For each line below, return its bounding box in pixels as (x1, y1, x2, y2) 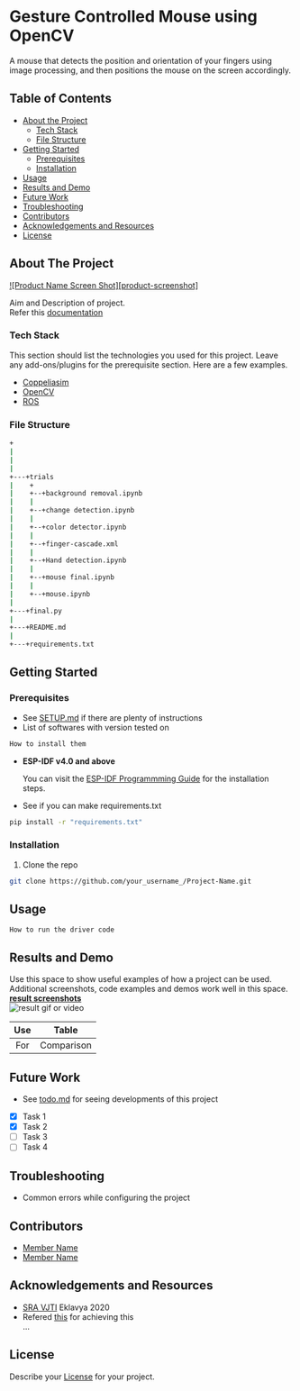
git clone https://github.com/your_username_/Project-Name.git (9, 877, 252, 886)
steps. (22, 782, 46, 794)
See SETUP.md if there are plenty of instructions (22, 712, 203, 723)
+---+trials (9, 472, 54, 481)
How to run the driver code (9, 925, 115, 934)
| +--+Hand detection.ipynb (9, 556, 127, 565)
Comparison (40, 1039, 92, 1051)
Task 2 (22, 1122, 48, 1132)
